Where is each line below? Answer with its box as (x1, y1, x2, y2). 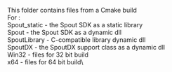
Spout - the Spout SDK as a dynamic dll (7, 28, 121, 36)
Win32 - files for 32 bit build (7, 50, 89, 59)
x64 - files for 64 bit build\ (7, 58, 84, 66)
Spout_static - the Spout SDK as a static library (7, 21, 143, 29)
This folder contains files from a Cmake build (7, 6, 137, 14)
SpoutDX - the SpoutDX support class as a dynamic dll (7, 43, 165, 51)
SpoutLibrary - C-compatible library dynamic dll (7, 36, 146, 44)
